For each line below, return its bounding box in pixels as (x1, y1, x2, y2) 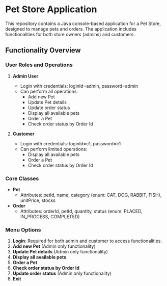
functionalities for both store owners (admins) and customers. (5, 31, 135, 37)
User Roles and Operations (5, 61, 73, 68)
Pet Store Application (5, 4, 97, 15)
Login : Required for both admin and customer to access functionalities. (12, 238, 162, 244)
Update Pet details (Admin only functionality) (12, 249, 108, 255)
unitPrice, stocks (20, 197, 56, 203)
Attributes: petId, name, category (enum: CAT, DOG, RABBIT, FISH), (20, 192, 162, 198)
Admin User (12, 73, 39, 79)
